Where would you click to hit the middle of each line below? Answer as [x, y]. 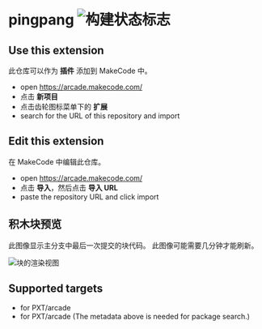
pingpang [41, 20]
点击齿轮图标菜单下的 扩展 [63, 107]
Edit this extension [56, 141]
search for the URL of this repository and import [100, 116]
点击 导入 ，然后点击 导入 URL [69, 187]
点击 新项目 [39, 96]
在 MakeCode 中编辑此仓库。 [57, 161]
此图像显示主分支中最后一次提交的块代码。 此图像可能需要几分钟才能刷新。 [133, 245]
